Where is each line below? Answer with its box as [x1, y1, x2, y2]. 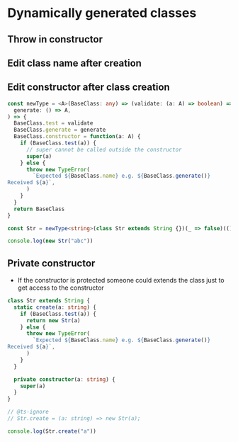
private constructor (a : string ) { [13, 375, 115, 383]
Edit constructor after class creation [7, 81, 170, 93]
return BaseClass [13, 205, 65, 212]
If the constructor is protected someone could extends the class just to [17, 276, 225, 285]
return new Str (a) [25, 317, 81, 324]
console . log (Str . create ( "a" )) [7, 427, 97, 435]
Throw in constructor [7, 33, 103, 45]
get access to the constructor [17, 283, 104, 292]
